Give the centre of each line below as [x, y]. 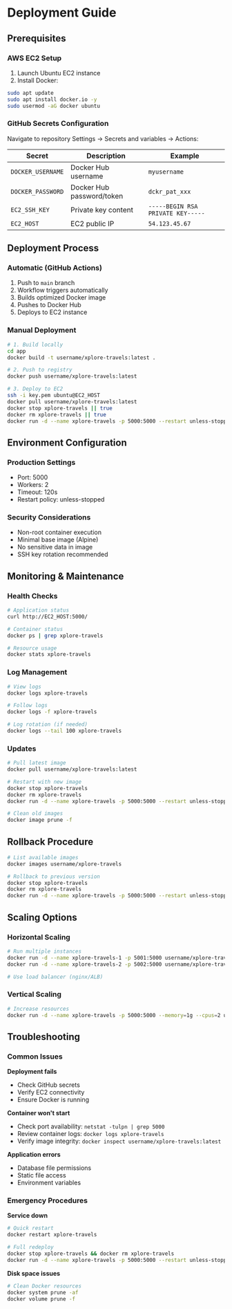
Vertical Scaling [35, 994]
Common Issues [35, 1056]
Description [106, 156]
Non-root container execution [59, 532]
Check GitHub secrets [49, 1085]
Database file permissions [54, 1168]
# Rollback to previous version [54, 877]
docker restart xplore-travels [52, 1235]
